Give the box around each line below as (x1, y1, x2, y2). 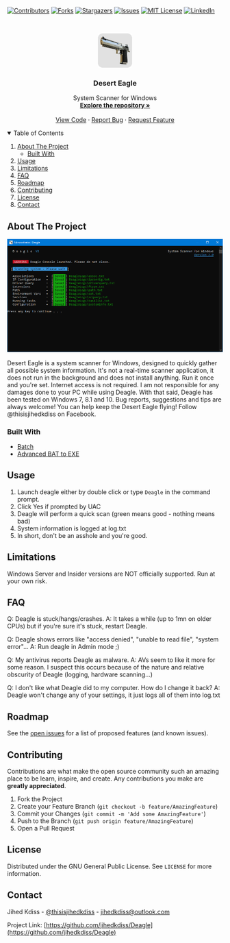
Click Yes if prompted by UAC (16, 502, 101, 511)
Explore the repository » (79, 101, 151, 110)
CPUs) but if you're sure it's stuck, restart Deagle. (7, 622, 148, 630)
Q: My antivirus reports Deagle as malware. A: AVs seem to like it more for (7, 656, 216, 664)
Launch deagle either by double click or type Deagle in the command (16, 487, 211, 496)
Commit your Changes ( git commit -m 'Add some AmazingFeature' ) (16, 809, 207, 818)
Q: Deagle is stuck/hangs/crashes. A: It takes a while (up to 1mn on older (7, 615, 212, 623)
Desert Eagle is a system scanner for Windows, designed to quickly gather (7, 358, 218, 367)
